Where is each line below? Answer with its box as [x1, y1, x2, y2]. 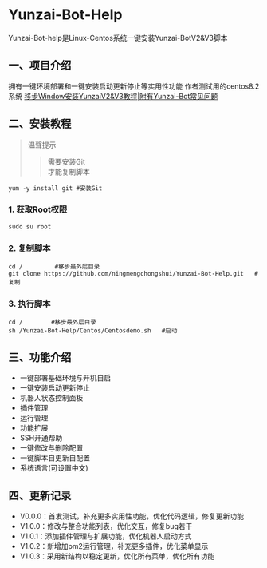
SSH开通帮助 [19, 433, 63, 443]
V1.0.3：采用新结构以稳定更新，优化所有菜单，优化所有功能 [19, 551, 215, 561]
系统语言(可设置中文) [19, 463, 89, 473]
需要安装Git [47, 157, 86, 166]
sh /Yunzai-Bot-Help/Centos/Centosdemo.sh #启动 [8, 327, 178, 335]
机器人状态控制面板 [19, 393, 84, 403]
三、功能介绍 [8, 350, 72, 364]
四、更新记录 [8, 489, 72, 502]
